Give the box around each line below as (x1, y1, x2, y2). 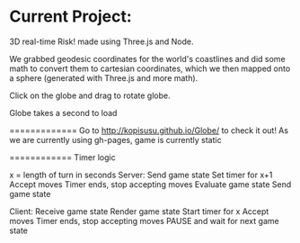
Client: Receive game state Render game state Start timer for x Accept (9, 205, 269, 217)
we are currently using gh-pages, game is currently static (9, 134, 222, 145)
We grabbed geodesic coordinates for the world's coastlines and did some (9, 53, 286, 64)
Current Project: (9, 6, 132, 27)
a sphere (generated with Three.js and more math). (9, 72, 199, 83)
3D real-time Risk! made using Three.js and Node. (9, 36, 194, 47)
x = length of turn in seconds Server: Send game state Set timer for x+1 (9, 169, 273, 180)
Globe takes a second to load (9, 107, 118, 118)
